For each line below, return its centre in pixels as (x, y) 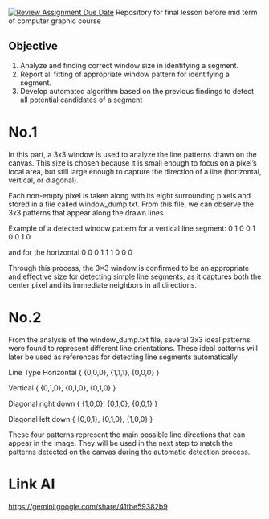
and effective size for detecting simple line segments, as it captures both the (135, 276)
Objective (33, 46)
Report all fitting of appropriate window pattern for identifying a (125, 74)
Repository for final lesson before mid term (187, 12)
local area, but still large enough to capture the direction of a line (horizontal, (135, 171)
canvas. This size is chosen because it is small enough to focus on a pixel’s (132, 163)
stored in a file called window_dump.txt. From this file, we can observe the (131, 204)
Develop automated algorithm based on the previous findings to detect (137, 91)
